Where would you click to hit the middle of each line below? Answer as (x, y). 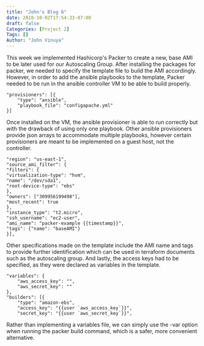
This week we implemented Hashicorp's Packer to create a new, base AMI (100, 58)
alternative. (20, 337)
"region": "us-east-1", (37, 159)
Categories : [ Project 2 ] (38, 29)
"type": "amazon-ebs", (46, 303)
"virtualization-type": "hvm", (46, 175)
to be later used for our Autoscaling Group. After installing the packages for (101, 64)
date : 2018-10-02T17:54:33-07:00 (49, 18)
